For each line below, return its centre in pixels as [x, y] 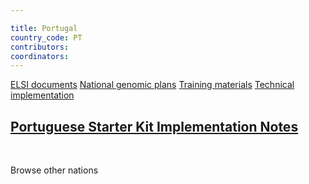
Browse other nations [54, 170]
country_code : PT [46, 37]
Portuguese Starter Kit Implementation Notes [154, 126]
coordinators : [40, 56]
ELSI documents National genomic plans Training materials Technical [152, 85]
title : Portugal [44, 28]
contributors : [40, 47]
